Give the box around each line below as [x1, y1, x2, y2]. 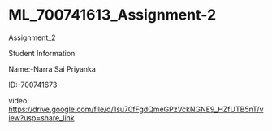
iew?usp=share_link [8, 112, 75, 123]
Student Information [8, 48, 76, 58]
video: [8, 95, 30, 105]
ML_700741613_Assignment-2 [8, 6, 217, 24]
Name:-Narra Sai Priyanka [8, 63, 96, 74]
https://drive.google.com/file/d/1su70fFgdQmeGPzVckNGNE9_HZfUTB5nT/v [8, 104, 264, 114]
